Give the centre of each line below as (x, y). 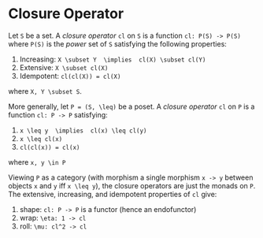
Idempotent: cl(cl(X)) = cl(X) (70, 76)
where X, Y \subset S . (45, 91)
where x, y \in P (37, 162)
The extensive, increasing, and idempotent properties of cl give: (113, 194)
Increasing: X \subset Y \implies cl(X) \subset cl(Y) (113, 59)
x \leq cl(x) (41, 139)
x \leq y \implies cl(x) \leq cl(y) (83, 131)
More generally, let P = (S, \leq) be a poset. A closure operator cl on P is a (131, 106)
